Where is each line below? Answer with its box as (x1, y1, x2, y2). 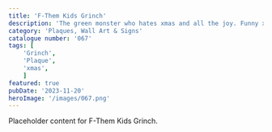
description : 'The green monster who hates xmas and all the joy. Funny (8, 19, 259, 27)
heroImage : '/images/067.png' (8, 94, 111, 102)
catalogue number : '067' (8, 34, 92, 43)
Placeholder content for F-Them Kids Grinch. (8, 116, 158, 126)
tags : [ (8, 42, 35, 50)
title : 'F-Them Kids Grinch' (8, 11, 107, 20)
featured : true (8, 79, 60, 87)
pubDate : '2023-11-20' (8, 86, 85, 95)
